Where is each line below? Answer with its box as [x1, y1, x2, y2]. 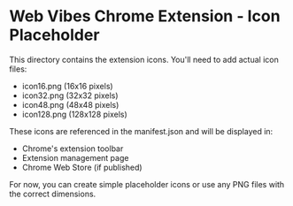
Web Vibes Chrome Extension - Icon [9, 6, 281, 27]
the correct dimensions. [9, 188, 96, 199]
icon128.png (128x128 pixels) [21, 109, 128, 119]
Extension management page [21, 152, 129, 163]
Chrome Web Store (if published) [21, 162, 143, 172]
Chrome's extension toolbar [21, 143, 124, 154]
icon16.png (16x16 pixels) [21, 80, 113, 91]
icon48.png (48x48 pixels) [21, 99, 120, 110]
